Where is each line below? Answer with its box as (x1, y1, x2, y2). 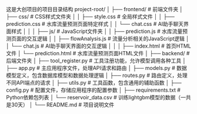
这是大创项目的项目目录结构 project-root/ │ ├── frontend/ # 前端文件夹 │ (6, 6, 183, 12)
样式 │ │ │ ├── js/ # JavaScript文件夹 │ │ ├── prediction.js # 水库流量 (11, 28, 183, 35)
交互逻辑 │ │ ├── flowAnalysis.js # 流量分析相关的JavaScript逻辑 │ (26, 35, 189, 42)
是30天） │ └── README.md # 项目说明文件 (6, 101, 115, 108)
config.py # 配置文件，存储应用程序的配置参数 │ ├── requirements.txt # (6, 86, 181, 93)
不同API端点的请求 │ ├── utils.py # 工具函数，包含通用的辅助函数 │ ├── (6, 79, 182, 86)
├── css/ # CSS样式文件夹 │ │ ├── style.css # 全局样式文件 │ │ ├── (6, 13, 175, 20)
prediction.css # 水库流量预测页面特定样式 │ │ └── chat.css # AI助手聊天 (6, 21, 184, 27)
